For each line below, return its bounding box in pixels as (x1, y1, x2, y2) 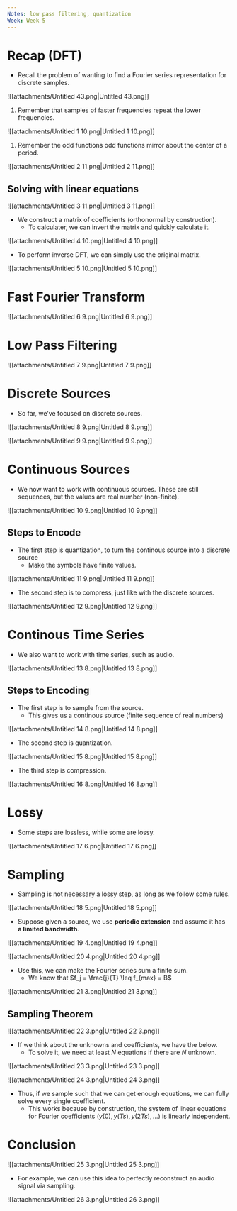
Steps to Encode (7, 526, 81, 539)
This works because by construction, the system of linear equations (28, 1105, 226, 1113)
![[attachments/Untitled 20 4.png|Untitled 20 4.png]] (7, 952, 161, 961)
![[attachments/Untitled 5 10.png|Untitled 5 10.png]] (7, 264, 158, 273)
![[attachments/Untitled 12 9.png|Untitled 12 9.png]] (7, 602, 158, 610)
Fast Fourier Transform (7, 289, 146, 305)
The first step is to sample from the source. (17, 703, 144, 712)
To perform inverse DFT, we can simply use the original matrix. (17, 250, 201, 259)
